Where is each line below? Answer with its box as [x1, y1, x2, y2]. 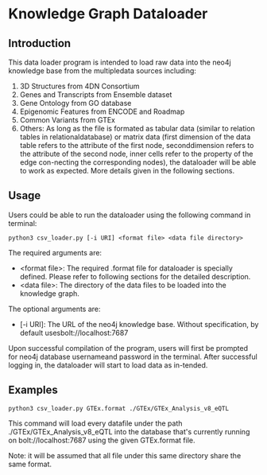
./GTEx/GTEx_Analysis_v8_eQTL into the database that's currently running [8, 426, 250, 436]
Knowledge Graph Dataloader [8, 5, 208, 23]
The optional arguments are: [8, 304, 101, 313]
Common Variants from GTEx [19, 115, 115, 124]
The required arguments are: [8, 247, 102, 257]
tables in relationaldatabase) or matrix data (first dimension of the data [19, 132, 251, 142]
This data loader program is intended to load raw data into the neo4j [8, 57, 232, 67]
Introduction [8, 37, 72, 50]
